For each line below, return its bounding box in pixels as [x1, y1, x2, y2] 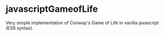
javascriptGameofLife [6, 3, 98, 15]
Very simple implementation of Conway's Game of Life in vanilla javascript [6, 20, 159, 26]
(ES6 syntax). [6, 25, 34, 31]
